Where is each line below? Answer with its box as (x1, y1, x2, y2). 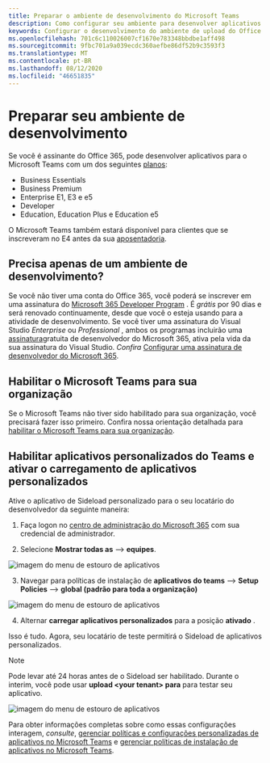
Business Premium (19, 183, 82, 193)
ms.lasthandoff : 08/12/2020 (8, 65, 103, 73)
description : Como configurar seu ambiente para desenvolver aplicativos (8, 19, 262, 27)
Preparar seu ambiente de (8, 107, 185, 125)
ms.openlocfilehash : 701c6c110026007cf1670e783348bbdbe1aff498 (8, 34, 226, 43)
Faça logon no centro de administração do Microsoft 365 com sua (19, 521, 240, 529)
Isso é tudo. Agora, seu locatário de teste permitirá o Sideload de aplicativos (8, 631, 262, 641)
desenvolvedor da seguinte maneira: (8, 504, 130, 514)
